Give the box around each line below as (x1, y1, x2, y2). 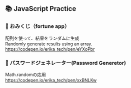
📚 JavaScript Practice (5, 4, 76, 13)
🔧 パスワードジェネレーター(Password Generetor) (5, 59, 126, 66)
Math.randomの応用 (5, 72, 46, 78)
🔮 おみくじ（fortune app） (5, 23, 70, 30)
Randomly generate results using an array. (5, 41, 92, 47)
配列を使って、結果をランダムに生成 (5, 35, 79, 41)
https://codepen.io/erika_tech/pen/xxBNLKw (5, 77, 97, 83)
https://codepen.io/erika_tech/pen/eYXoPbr (5, 46, 95, 52)
